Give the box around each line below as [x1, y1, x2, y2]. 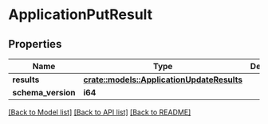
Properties [8, 37, 62, 51]
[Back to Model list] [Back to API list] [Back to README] [8, 107, 191, 117]
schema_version [12, 87, 76, 98]
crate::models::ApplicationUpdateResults [83, 74, 243, 85]
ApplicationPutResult [8, 6, 153, 24]
